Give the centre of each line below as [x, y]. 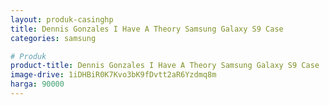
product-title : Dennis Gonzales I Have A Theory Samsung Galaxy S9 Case [165, 66]
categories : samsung [53, 38]
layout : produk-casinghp [62, 19]
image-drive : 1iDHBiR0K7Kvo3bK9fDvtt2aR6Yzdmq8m [113, 75]
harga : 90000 [37, 84]
